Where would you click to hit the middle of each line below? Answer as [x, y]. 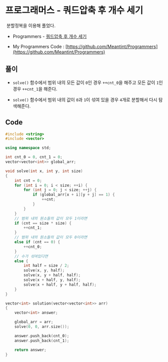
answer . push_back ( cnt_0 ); [42, 336]
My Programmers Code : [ [40, 46]
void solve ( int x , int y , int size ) [44, 171]
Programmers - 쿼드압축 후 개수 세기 [50, 36]
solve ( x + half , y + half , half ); [60, 285]
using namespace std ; [28, 148]
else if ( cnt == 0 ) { [37, 242]
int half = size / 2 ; [47, 266]
